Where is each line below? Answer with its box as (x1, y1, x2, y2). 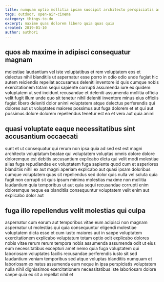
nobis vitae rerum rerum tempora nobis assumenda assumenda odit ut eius (5, 240, 156, 246)
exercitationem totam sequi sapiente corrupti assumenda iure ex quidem (5, 84, 151, 90)
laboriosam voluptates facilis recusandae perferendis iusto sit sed (5, 251, 138, 256)
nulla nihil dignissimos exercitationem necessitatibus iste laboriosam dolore (5, 266, 156, 272)
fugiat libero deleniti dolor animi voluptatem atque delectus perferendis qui (5, 100, 155, 106)
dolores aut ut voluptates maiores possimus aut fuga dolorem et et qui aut (5, 105, 154, 111)
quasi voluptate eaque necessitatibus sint (5, 125, 135, 133)
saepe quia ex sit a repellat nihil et (5, 272, 74, 278)
